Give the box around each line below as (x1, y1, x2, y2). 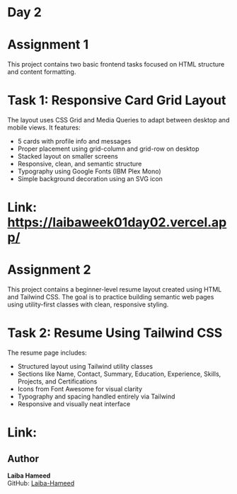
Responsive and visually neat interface (17, 400, 131, 408)
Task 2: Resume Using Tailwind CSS (7, 325, 223, 341)
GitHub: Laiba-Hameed (7, 479, 75, 488)
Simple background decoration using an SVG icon (17, 175, 163, 183)
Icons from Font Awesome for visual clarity (17, 385, 143, 394)
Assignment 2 (7, 262, 91, 278)
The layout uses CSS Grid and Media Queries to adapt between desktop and (7, 116, 230, 125)
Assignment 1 (7, 37, 89, 53)
